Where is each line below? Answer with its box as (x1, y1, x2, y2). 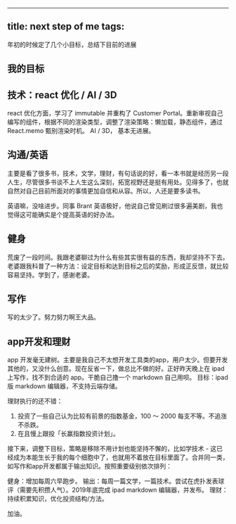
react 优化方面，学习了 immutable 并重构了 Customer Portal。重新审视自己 (7, 109, 223, 117)
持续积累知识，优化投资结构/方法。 (7, 494, 109, 503)
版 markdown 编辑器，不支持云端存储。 (7, 382, 122, 390)
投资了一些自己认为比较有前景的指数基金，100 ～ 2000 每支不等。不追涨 (17, 412, 228, 421)
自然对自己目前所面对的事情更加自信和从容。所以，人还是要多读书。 (7, 186, 204, 195)
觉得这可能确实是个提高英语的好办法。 (7, 210, 118, 219)
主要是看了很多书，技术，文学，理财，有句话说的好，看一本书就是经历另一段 (7, 169, 229, 177)
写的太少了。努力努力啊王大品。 (7, 313, 100, 321)
